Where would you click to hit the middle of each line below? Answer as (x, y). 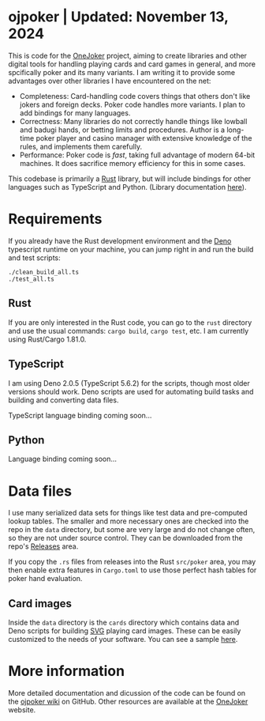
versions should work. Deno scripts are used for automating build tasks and (131, 391)
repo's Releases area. (43, 546)
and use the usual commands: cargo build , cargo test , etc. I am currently (129, 330)
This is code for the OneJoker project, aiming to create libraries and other (127, 55)
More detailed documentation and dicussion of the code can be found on (127, 693)
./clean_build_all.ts (44, 272)
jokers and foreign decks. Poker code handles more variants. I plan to (132, 104)
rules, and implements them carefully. (81, 146)
